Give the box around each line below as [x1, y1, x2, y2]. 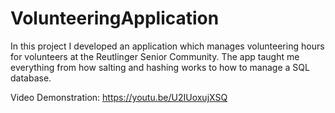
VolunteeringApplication [10, 7, 220, 30]
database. [10, 72, 52, 84]
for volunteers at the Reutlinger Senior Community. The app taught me [10, 50, 300, 62]
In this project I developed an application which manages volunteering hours [10, 40, 325, 52]
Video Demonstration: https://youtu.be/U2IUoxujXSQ [10, 91, 228, 103]
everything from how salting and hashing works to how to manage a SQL [10, 61, 310, 73]
